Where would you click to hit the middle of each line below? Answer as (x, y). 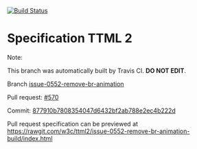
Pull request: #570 (33, 97)
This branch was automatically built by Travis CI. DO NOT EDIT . (97, 70)
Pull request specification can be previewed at (73, 124)
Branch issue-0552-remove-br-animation (66, 84)
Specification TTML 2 (70, 38)
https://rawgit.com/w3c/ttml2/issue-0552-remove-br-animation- (98, 131)
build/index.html (30, 138)
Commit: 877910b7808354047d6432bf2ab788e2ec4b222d (92, 111)
